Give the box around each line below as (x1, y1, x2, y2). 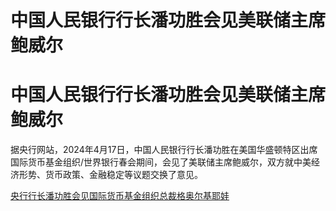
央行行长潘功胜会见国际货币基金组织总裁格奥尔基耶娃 (10, 190, 230, 202)
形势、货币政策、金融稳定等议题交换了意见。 (18, 169, 203, 181)
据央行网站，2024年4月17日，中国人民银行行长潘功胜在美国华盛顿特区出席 (10, 144, 318, 156)
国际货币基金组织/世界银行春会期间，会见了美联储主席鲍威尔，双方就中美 (10, 156, 312, 168)
